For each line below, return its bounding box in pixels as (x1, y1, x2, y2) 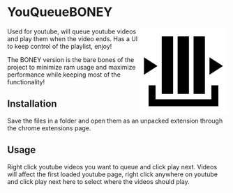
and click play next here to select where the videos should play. (7, 177, 190, 185)
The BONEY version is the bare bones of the (7, 55, 135, 63)
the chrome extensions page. (7, 123, 91, 132)
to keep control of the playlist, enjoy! (7, 42, 112, 50)
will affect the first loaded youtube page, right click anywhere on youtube (7, 170, 218, 178)
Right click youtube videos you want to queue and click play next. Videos (7, 162, 218, 171)
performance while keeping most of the (7, 70, 121, 79)
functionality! (7, 77, 45, 86)
